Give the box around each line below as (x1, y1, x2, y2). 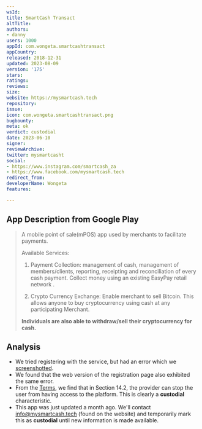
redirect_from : (6, 175, 45, 181)
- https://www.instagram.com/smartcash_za (6, 163, 116, 170)
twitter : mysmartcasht (6, 152, 64, 158)
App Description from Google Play (6, 214, 139, 225)
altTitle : (6, 20, 32, 26)
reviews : (6, 84, 29, 90)
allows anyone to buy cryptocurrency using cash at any (30, 299, 171, 306)
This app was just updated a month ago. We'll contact (15, 404, 151, 411)
